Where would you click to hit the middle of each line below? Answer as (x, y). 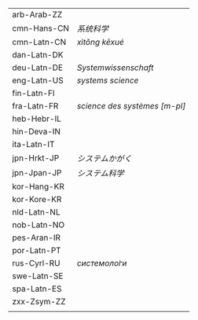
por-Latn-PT (37, 250)
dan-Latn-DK (38, 55)
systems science (108, 80)
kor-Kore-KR (37, 199)
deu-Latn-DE (38, 68)
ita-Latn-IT (33, 144)
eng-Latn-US (38, 80)
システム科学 (100, 173)
